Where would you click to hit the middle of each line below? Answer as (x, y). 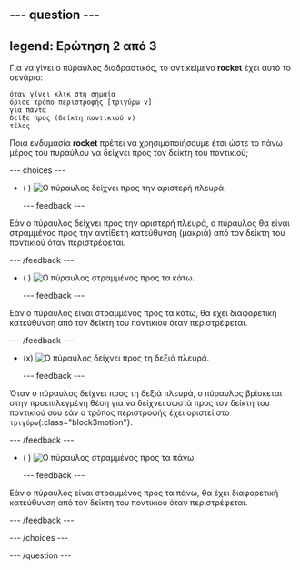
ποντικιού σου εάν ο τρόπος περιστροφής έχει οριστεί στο (120, 412)
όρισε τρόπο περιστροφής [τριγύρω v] (81, 102)
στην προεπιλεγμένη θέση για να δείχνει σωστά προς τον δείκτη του (140, 403)
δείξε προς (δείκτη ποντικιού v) (73, 118)
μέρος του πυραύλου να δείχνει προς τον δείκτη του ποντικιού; (129, 153)
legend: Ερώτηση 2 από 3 (83, 46)
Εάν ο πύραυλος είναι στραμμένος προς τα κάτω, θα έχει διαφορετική (143, 313)
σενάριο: (26, 77)
